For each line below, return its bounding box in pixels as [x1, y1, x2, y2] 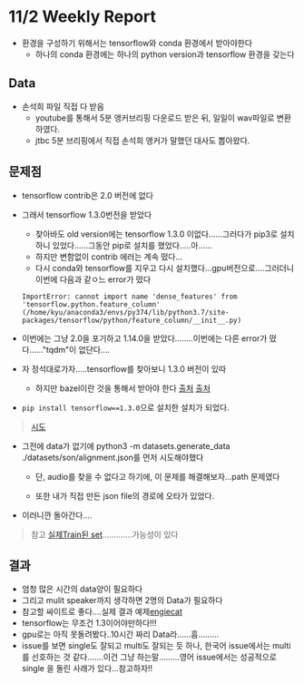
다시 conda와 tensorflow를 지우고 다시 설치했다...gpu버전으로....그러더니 [34, 262, 294, 273]
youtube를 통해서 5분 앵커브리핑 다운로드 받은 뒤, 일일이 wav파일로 [34, 112, 275, 123]
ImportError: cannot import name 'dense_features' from [21, 292, 238, 301]
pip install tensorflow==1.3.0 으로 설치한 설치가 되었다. [21, 402, 230, 413]
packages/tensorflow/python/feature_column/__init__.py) [21, 316, 242, 325]
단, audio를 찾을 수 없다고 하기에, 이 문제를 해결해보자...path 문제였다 [34, 471, 280, 482]
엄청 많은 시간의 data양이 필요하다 [21, 583, 142, 595]
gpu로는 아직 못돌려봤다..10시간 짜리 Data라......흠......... [21, 629, 220, 640]
